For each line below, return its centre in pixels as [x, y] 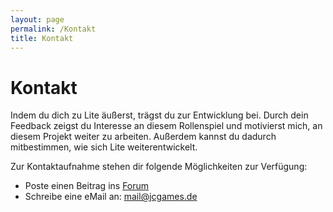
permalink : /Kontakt [53, 29]
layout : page [37, 19]
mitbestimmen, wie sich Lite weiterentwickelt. [104, 147]
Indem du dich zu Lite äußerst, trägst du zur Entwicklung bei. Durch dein [159, 115]
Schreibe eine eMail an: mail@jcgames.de [111, 197]
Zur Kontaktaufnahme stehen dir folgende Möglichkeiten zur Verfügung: [159, 167]
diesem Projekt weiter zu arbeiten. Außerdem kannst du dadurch [143, 137]
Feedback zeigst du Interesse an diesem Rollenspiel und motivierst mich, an [166, 126]
